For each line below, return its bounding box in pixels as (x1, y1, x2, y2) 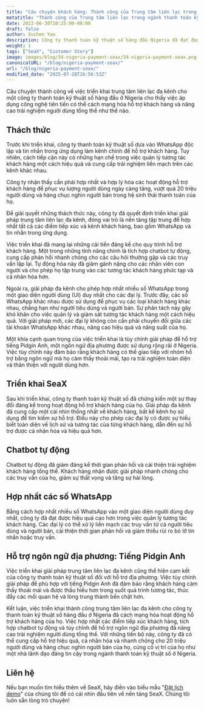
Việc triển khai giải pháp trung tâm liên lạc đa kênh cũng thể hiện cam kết (6, 567, 190, 574)
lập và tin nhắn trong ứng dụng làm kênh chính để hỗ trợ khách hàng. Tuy (6, 147, 190, 155)
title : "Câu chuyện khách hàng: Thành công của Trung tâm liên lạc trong (6, 9, 197, 15)
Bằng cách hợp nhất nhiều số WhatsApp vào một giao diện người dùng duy (6, 508, 194, 515)
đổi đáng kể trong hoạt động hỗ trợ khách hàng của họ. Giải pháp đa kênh (6, 401, 191, 408)
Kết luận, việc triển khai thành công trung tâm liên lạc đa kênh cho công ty (6, 605, 192, 612)
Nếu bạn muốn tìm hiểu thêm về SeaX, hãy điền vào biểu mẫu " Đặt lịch (6, 684, 184, 691)
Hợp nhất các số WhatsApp (6, 492, 112, 502)
